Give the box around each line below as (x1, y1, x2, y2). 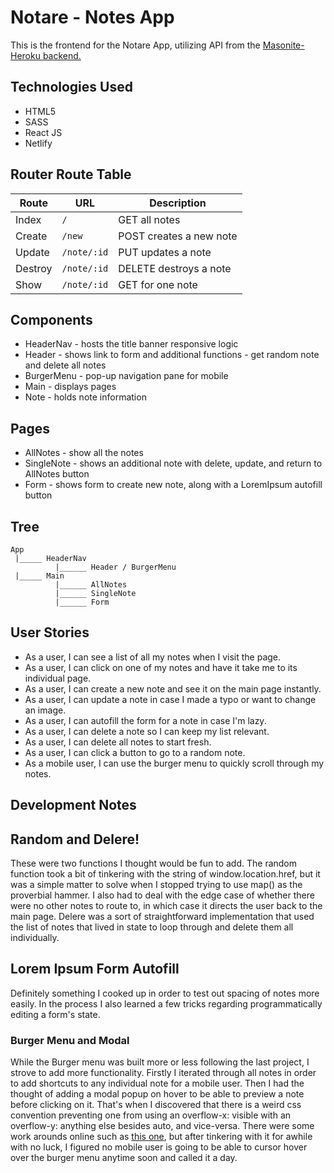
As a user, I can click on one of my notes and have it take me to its (24, 661, 298, 673)
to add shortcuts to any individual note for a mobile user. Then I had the (10, 1077, 305, 1090)
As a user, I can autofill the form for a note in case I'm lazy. (24, 714, 267, 726)
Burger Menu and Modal (10, 1033, 130, 1047)
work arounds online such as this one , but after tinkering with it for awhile (10, 1131, 313, 1143)
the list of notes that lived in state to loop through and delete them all (10, 921, 294, 933)
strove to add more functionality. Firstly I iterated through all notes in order (10, 1067, 317, 1079)
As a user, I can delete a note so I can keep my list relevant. (24, 725, 270, 737)
